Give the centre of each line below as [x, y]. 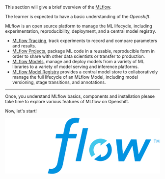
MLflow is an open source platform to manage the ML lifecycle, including [79, 26]
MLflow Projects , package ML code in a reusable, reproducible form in [83, 51]
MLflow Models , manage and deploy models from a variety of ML [78, 61]
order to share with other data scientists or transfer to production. [79, 56]
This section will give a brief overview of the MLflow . [58, 7]
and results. [24, 46]
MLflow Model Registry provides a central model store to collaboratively [85, 72]
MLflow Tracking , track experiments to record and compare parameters [84, 41]
